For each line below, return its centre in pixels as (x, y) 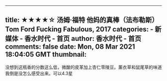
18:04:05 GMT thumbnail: (46, 54)
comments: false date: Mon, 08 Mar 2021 (70, 47)
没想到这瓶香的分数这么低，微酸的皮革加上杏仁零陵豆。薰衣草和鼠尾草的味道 (83, 67)
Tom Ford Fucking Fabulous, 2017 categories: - (79, 30)
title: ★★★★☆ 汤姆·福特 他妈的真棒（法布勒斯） (82, 20)
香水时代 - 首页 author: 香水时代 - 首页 (83, 39)
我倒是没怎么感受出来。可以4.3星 (39, 73)
